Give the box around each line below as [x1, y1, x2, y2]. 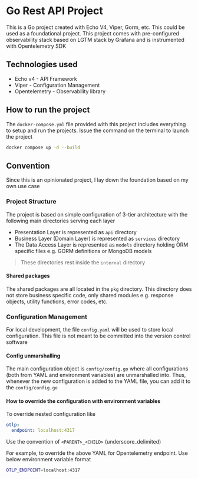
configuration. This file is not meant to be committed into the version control [6, 332, 191, 340]
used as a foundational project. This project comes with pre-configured [6, 29, 180, 37]
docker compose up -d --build [6, 145, 81, 150]
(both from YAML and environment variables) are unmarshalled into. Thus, [6, 372, 186, 379]
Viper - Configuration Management [14, 81, 100, 88]
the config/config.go [6, 384, 58, 391]
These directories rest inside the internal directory [20, 258, 146, 266]
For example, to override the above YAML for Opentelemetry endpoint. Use [6, 450, 189, 457]
